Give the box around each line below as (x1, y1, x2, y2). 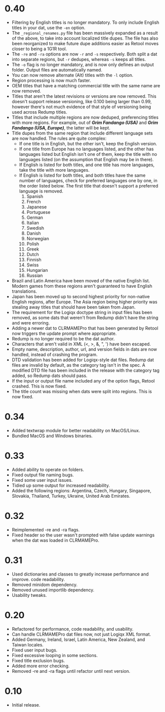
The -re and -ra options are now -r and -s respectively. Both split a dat (11, 51, 158, 57)
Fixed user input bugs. (11, 647, 58, 653)
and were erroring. (11, 320, 50, 325)
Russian (26, 272, 43, 278)
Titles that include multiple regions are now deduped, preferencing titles (11, 114, 159, 120)
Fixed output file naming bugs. (11, 472, 74, 478)
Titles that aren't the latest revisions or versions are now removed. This (11, 93, 157, 99)
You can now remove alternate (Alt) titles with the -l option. (11, 72, 134, 78)
